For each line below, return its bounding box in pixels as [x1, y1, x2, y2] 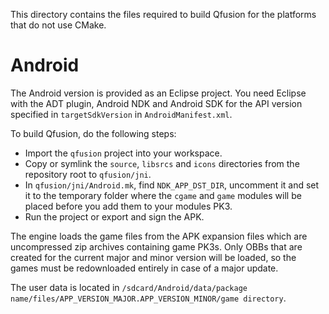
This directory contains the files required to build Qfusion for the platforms [10, 9, 317, 20]
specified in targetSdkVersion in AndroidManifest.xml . [10, 108, 233, 120]
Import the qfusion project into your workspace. [24, 147, 223, 159]
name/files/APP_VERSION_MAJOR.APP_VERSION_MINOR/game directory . [10, 292, 287, 304]
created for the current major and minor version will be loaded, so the [10, 251, 297, 263]
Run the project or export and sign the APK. [24, 210, 205, 223]
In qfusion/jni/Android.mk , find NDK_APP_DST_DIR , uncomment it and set [24, 179, 320, 191]
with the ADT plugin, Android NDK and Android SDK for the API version [10, 97, 303, 109]
